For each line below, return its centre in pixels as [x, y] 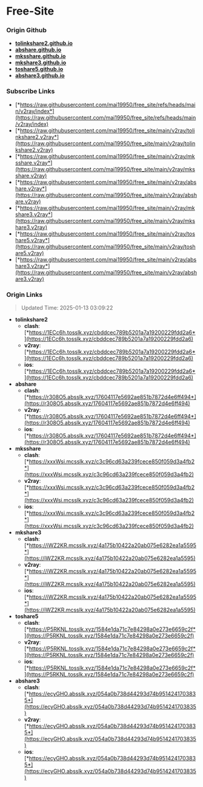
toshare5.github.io [39, 69]
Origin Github [27, 30]
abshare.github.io [38, 50]
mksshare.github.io [40, 56]
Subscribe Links [31, 91]
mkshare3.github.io [41, 63]
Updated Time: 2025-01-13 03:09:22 [67, 308]
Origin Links [25, 295]
